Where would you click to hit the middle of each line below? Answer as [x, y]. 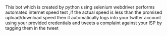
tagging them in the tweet [32, 28]
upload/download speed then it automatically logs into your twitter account [83, 18]
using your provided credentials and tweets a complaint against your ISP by [84, 23]
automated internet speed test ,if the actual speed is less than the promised [84, 12]
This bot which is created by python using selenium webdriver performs [80, 7]
